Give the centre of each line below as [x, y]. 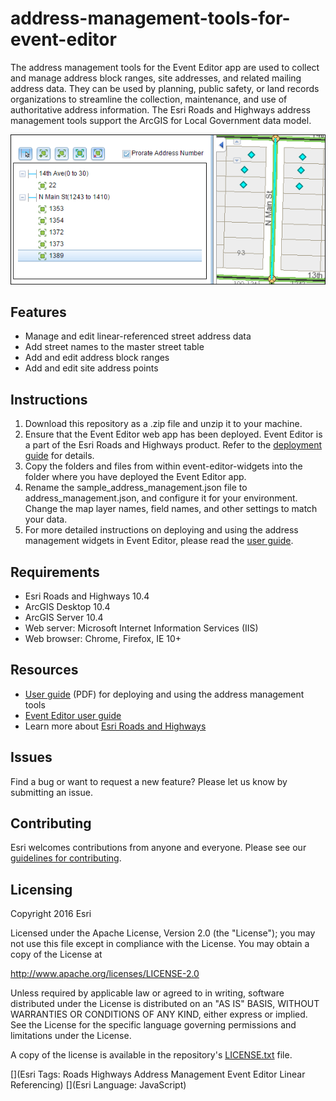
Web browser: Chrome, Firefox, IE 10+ [103, 638]
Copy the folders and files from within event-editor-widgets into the [163, 466]
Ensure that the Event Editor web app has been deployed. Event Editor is [173, 434]
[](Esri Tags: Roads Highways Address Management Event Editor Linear [158, 1074]
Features [38, 312]
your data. [46, 519]
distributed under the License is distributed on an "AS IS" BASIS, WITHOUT [165, 1004]
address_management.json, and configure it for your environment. [161, 498]
